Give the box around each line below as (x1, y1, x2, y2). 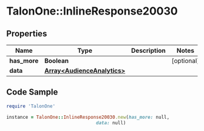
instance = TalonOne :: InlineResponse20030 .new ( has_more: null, (6, 114, 170, 120)
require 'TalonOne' (6, 103, 56, 109)
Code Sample (6, 87, 58, 98)
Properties (6, 29, 47, 39)
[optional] (171, 56, 200, 65)
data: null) (96, 119, 126, 126)
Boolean (44, 56, 69, 65)
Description (131, 47, 166, 55)
